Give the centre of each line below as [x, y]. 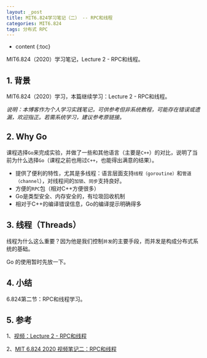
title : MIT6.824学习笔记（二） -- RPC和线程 [60, 18]
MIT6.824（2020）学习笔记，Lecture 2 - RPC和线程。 [75, 60]
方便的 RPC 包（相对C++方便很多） [57, 189]
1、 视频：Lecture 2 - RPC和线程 [47, 336]
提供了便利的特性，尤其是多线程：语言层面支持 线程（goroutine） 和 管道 [103, 173]
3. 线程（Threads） [44, 225]
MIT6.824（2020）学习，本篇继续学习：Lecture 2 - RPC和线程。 [88, 96]
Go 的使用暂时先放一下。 [38, 262]
